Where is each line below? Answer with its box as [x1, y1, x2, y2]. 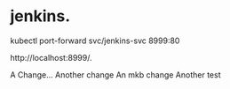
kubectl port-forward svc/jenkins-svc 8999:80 [10, 35, 180, 46]
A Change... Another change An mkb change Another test [10, 69, 221, 80]
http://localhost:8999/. [10, 52, 92, 63]
